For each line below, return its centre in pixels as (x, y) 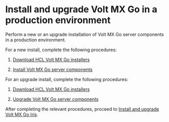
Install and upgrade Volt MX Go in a (81, 9)
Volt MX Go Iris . (22, 114)
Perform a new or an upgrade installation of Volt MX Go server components (85, 34)
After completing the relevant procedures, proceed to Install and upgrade (82, 109)
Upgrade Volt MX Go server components (55, 99)
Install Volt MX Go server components (53, 69)
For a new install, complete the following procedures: (61, 50)
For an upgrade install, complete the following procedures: (67, 79)
